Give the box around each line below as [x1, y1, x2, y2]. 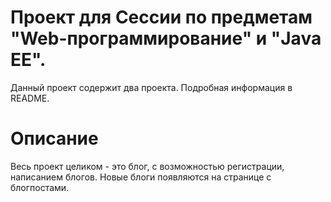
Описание [10, 127, 99, 150]
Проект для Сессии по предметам [10, 6, 313, 29]
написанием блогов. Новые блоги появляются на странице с [10, 171, 272, 183]
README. [10, 92, 50, 104]
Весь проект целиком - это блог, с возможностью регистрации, [10, 160, 285, 172]
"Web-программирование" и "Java [10, 27, 322, 50]
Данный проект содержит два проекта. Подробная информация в [10, 81, 293, 93]
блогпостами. [10, 181, 70, 193]
